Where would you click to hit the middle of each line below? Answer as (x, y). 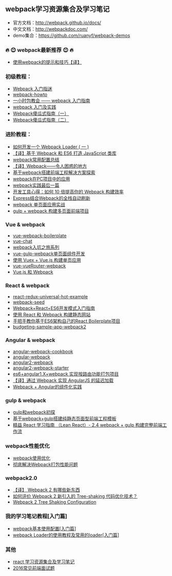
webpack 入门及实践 (34, 107)
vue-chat (22, 241)
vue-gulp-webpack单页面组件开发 (49, 254)
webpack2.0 (21, 478)
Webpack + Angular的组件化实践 (47, 387)
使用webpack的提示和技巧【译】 (47, 62)
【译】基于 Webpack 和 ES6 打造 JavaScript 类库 (64, 153)
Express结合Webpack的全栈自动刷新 (52, 198)
